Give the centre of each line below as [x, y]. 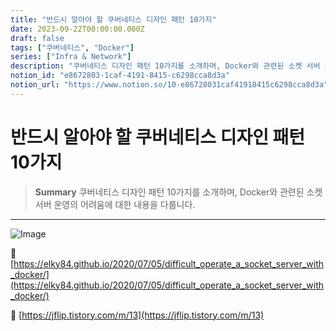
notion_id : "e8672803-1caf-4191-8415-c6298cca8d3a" [120, 76]
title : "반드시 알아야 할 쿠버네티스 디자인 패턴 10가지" [113, 19]
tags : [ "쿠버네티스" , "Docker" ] [72, 47]
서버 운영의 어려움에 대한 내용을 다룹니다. [115, 204]
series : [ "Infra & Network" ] [71, 57]
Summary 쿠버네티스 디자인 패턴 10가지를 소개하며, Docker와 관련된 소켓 [178, 192]
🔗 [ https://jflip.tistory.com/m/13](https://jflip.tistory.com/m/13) [137, 315]
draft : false [37, 38]
